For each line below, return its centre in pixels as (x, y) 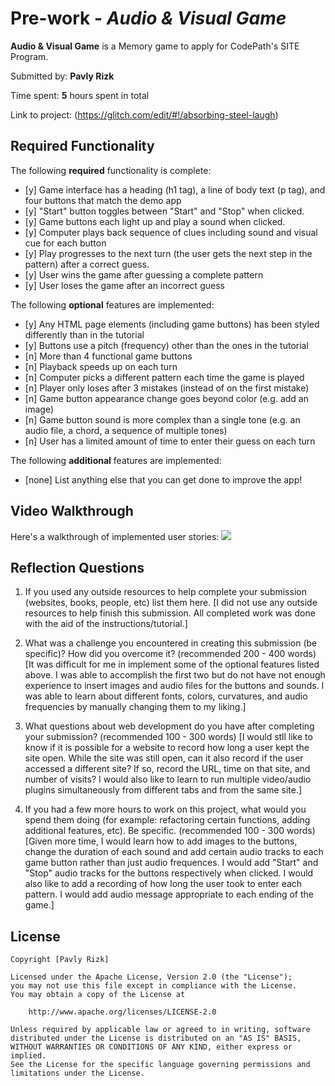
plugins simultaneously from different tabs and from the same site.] (163, 790)
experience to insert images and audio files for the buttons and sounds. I (174, 686)
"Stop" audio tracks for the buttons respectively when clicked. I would (169, 873)
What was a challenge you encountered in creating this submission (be (171, 643)
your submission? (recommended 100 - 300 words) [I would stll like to (168, 737)
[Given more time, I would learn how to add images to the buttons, (161, 841)
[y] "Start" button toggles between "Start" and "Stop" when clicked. (164, 211)
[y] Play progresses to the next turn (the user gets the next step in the (168, 253)
